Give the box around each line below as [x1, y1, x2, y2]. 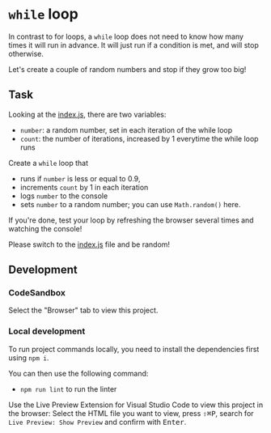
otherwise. [8, 49, 44, 58]
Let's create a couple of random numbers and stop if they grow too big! [8, 64, 247, 74]
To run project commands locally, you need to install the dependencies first [8, 344, 260, 354]
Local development [8, 325, 86, 337]
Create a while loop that [8, 158, 89, 168]
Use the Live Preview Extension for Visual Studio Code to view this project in [8, 400, 264, 410]
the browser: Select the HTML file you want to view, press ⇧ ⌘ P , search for [8, 408, 254, 418]
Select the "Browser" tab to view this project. [8, 305, 159, 316]
